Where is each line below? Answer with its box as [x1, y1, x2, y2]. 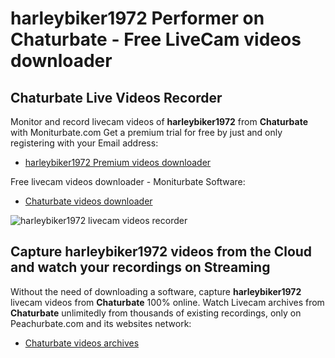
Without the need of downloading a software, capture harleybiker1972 [10, 285, 302, 297]
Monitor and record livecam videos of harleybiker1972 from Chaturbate [10, 116, 309, 127]
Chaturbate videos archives [24, 337, 140, 349]
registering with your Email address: [10, 137, 159, 149]
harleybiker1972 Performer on [10, 7, 265, 30]
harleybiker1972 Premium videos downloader [24, 157, 212, 168]
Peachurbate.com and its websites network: [10, 317, 192, 329]
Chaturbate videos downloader [24, 195, 153, 207]
